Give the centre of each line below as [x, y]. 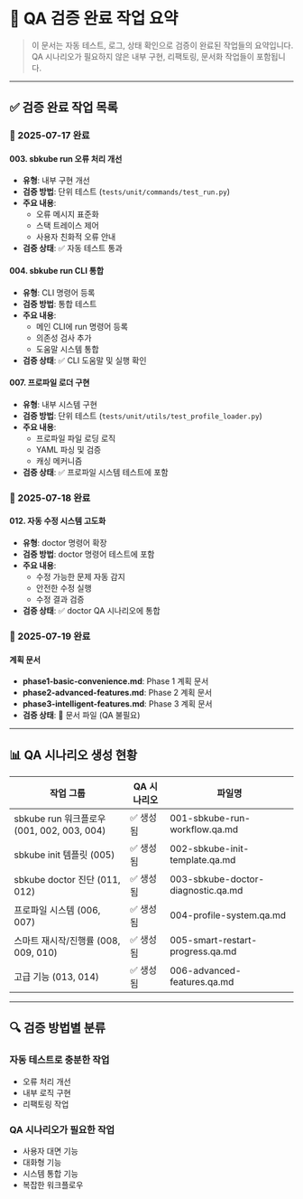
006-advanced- [206, 970]
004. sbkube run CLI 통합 [57, 271]
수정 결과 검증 [60, 599]
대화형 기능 [42, 1162]
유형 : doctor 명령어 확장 [64, 542]
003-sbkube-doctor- [217, 879]
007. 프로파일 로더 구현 [50, 383]
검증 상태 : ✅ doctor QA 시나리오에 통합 [91, 610]
